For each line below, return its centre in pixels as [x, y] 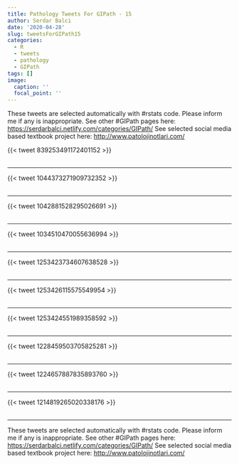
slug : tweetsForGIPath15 [44, 34]
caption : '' [32, 87]
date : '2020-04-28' [36, 27]
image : [17, 80]
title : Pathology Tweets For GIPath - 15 [70, 14]
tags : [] [20, 73]
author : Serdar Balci [39, 21]
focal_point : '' [38, 93]
